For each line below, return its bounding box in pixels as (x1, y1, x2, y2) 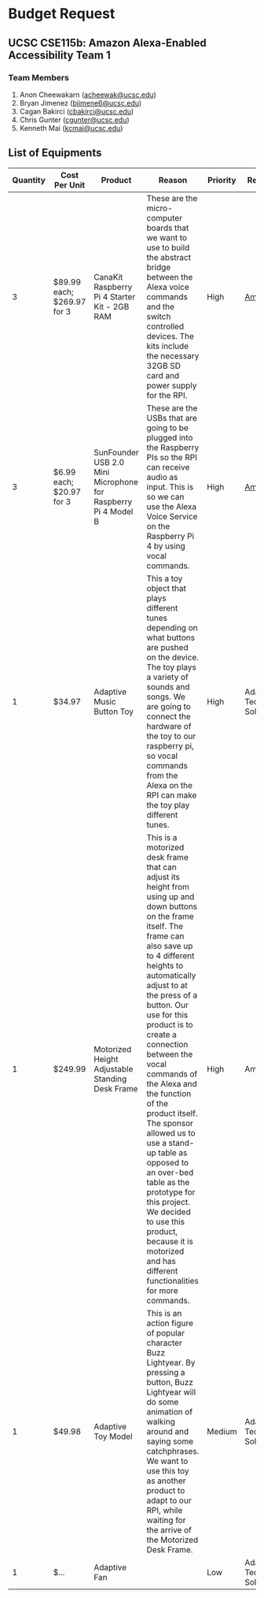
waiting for (146, 1514, 186, 1526)
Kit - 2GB (93, 301, 130, 312)
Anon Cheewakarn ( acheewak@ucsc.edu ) (19, 90, 157, 99)
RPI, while (146, 1504, 183, 1515)
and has (146, 1255, 177, 1266)
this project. (146, 1196, 191, 1207)
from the (146, 770, 178, 781)
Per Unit (53, 179, 86, 190)
